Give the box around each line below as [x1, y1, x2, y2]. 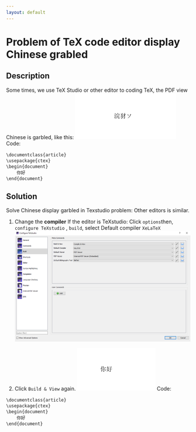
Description [6, 71, 50, 81]
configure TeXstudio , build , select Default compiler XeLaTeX [14, 224, 161, 231]
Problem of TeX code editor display [6, 35, 180, 49]
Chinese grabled [6, 47, 88, 61]
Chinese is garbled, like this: [6, 133, 74, 140]
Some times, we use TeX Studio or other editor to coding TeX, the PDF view [6, 87, 188, 94]
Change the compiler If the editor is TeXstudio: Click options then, [14, 218, 174, 225]
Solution [6, 192, 37, 202]
